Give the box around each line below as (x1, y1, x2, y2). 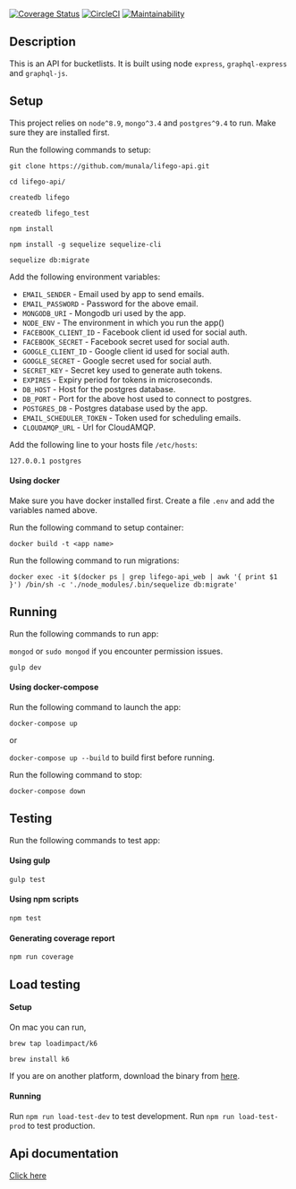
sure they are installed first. (9, 126, 110, 138)
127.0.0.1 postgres (9, 457, 82, 466)
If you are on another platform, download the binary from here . (9, 1070, 240, 1081)
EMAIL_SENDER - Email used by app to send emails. (21, 288, 205, 299)
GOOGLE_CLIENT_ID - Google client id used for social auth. (21, 346, 230, 356)
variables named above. (9, 504, 98, 515)
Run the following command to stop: (9, 769, 143, 780)
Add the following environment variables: (9, 271, 161, 282)
